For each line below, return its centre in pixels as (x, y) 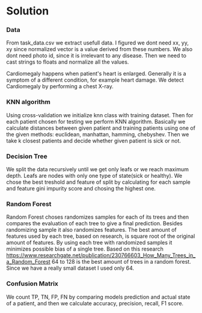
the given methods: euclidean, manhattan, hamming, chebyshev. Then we (98, 134)
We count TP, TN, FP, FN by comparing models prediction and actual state (98, 297)
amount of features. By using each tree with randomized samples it (89, 243)
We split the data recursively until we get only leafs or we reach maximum (98, 169)
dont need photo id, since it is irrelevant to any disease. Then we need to (96, 56)
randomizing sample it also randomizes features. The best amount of (92, 230)
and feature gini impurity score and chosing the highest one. (81, 189)
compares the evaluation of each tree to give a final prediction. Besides (94, 223)
